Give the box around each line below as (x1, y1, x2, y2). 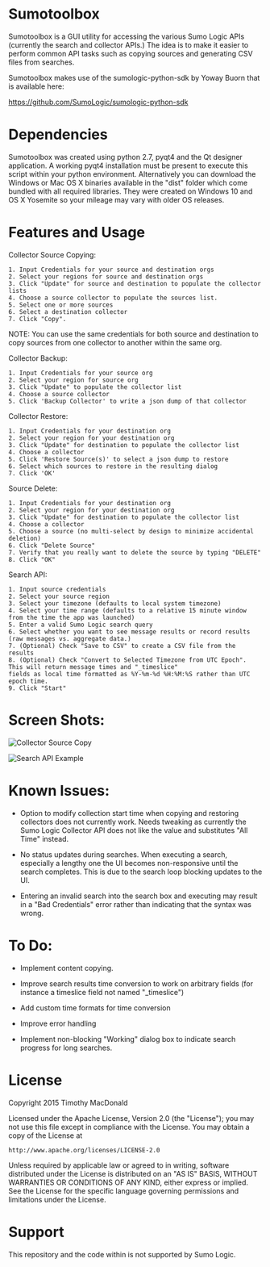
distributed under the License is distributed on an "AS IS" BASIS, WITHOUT (8, 1169, 258, 1178)
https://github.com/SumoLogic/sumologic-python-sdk (8, 97, 189, 107)
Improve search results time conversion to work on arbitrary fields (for (19, 978, 254, 989)
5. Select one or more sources (8, 300, 114, 309)
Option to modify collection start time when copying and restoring (19, 808, 239, 817)
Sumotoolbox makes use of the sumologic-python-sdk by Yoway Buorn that (8, 73, 260, 82)
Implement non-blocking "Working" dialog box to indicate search (19, 1034, 236, 1043)
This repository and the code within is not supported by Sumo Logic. (8, 1249, 236, 1259)
